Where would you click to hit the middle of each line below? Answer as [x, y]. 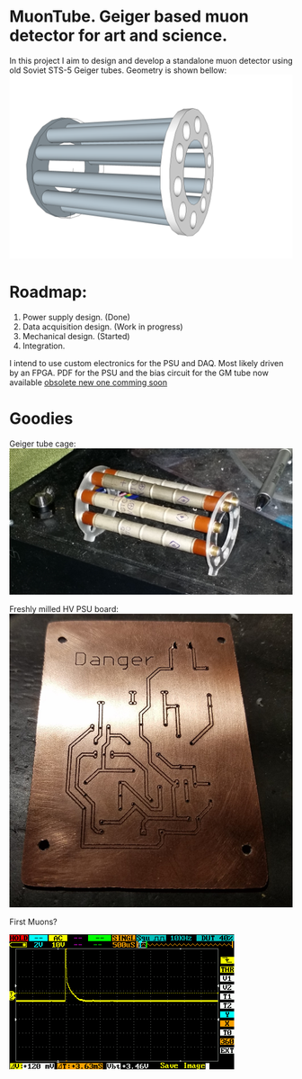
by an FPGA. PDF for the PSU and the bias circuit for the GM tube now [139, 373]
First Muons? [33, 922]
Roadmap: [49, 292]
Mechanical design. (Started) [76, 336]
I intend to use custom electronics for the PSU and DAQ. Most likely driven [147, 363]
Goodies [41, 418]
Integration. [44, 346]
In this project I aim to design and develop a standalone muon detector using [151, 60]
